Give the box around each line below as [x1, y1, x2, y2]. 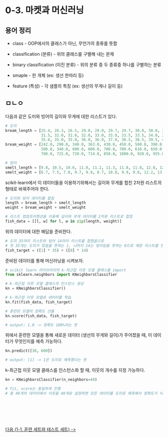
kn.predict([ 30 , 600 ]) [5, 348, 52, 354]
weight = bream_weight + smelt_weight [5, 205, 86, 210]
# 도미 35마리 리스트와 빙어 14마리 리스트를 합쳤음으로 [5, 238, 104, 243]
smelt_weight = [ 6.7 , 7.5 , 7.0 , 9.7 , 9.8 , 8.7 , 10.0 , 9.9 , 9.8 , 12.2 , [5, 170, 155, 175]
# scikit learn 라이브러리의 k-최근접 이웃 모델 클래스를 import [5, 267, 126, 272]
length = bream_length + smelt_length [5, 200, 86, 206]
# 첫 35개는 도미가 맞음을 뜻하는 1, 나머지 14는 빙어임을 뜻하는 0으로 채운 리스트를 [5, 243, 158, 248]
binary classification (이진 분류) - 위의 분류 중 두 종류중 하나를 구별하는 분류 [12, 62, 161, 68]
